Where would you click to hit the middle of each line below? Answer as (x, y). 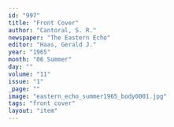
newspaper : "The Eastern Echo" (59, 37)
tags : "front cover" (42, 103)
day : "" (21, 67)
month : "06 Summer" (40, 60)
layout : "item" (33, 111)
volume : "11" (30, 74)
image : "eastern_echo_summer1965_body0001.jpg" (88, 96)
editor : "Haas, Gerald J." (52, 45)
